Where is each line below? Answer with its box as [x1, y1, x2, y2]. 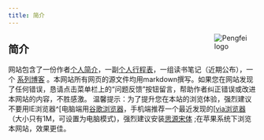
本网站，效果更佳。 [8, 123, 71, 134]
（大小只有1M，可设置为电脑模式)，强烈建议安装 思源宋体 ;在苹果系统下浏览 [8, 114, 252, 123]
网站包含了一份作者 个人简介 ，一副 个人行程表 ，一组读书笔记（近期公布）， [8, 64, 247, 75]
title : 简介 [8, 11, 45, 20]
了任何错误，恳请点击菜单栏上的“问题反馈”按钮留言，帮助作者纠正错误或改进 [8, 84, 256, 94]
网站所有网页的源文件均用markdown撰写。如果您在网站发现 [60, 75, 254, 84]
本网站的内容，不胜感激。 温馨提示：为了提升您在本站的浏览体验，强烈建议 [8, 94, 252, 104]
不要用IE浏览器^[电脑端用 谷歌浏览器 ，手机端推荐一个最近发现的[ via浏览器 [8, 104, 247, 114]
